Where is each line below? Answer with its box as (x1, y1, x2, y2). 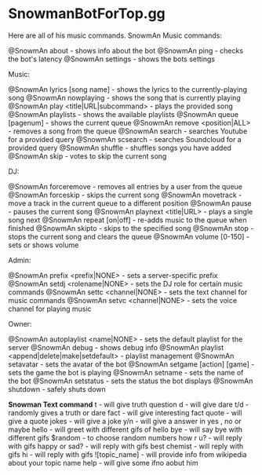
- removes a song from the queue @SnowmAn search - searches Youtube (8, 126, 248, 136)
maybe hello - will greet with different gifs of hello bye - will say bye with (8, 425, 243, 434)
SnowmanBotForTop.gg (8, 5, 166, 23)
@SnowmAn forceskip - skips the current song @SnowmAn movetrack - (8, 190, 242, 199)
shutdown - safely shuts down (8, 384, 106, 393)
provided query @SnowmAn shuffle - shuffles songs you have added (8, 143, 231, 152)
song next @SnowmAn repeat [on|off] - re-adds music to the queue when (8, 215, 247, 225)
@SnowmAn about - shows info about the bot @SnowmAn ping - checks (8, 46, 244, 55)
